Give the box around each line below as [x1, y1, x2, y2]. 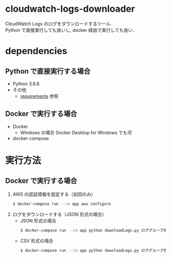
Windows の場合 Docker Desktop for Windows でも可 [20, 129, 132, 135]
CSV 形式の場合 [20, 238, 53, 244]
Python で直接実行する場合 [5, 67, 91, 76]
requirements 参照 [20, 93, 59, 99]
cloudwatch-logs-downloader [5, 3, 135, 15]
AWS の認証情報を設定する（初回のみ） [12, 191, 96, 197]
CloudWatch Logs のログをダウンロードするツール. [5, 20, 112, 27]
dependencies [5, 45, 68, 57]
